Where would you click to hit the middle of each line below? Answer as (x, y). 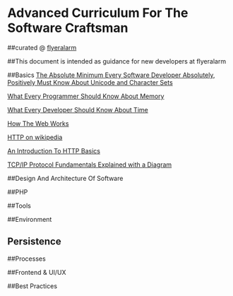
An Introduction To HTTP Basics (54, 150)
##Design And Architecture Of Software (65, 178)
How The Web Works (38, 123)
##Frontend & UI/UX (37, 272)
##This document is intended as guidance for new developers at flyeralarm (117, 61)
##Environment (30, 219)
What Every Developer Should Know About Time (78, 109)
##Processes (26, 259)
